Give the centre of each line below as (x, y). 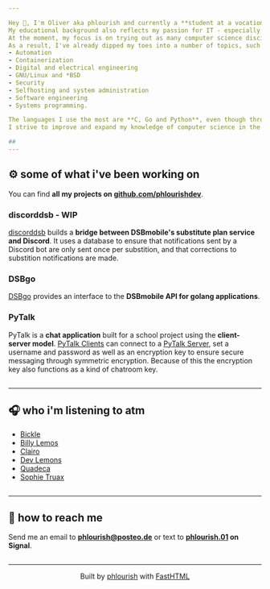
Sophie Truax (42, 477)
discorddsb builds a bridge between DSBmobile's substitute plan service (132, 232)
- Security (27, 83)
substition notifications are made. (63, 258)
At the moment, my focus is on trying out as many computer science (125, 38)
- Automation (30, 53)
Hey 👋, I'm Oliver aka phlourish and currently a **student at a (120, 23)
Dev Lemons (41, 459)
